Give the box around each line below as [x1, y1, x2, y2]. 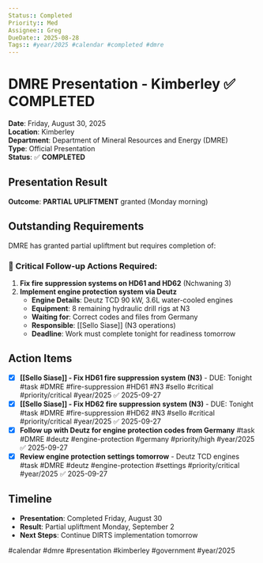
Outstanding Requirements [8, 219, 145, 234]
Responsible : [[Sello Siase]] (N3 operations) [31, 320, 176, 329]
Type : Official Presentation [8, 144, 96, 154]
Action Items [8, 352, 73, 365]
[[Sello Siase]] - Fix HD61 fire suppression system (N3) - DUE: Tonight [19, 373, 253, 382]
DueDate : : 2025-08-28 [8, 33, 80, 42]
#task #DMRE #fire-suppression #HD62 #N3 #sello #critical [19, 408, 216, 417]
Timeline [8, 493, 53, 506]
